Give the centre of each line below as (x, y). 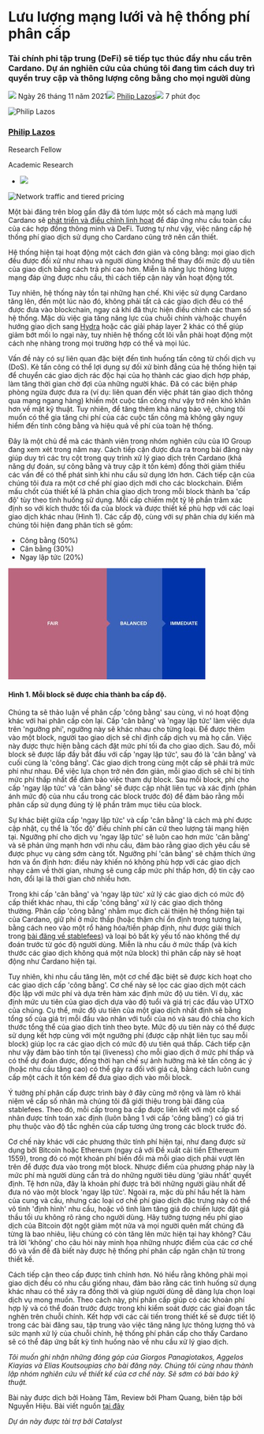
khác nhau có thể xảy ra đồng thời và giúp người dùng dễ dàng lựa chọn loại (132, 1291)
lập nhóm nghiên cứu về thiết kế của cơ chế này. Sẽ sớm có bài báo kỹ (123, 1374)
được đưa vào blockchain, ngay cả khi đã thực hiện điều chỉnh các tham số (130, 309)
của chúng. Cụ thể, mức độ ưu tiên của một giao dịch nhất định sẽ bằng (125, 1010)
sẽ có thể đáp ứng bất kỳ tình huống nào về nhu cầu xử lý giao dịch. (119, 1342)
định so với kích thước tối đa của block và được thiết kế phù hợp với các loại (131, 508)
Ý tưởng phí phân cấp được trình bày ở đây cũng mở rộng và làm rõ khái (125, 1092)
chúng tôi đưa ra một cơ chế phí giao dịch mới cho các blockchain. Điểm (126, 483)
